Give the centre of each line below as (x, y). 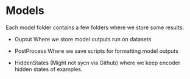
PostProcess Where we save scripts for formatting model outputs (97, 51)
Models (25, 11)
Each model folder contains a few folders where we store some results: (95, 27)
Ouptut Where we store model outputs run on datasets (83, 39)
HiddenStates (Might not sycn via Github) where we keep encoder (97, 63)
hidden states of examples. (48, 69)
